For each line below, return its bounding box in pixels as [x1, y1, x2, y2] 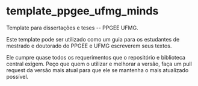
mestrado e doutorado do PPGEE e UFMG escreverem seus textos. [6, 42, 172, 49]
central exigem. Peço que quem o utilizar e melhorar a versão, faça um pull [6, 60, 193, 67]
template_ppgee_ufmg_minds [6, 4, 159, 18]
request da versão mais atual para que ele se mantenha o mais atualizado [6, 66, 189, 73]
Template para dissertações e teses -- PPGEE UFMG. [6, 24, 138, 31]
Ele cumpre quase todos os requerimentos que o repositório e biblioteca [6, 54, 185, 61]
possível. [6, 73, 29, 80]
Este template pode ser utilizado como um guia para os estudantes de [6, 35, 180, 43]
